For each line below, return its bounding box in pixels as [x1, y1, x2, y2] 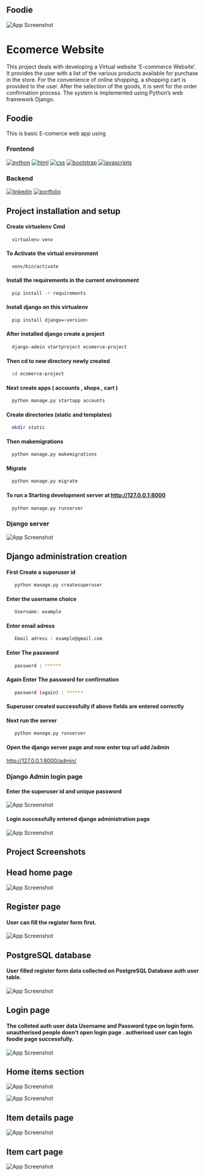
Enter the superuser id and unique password [6, 787, 122, 795]
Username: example [14, 609, 62, 615]
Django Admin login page [6, 773, 83, 781]
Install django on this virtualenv [6, 304, 89, 311]
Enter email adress [6, 622, 55, 629]
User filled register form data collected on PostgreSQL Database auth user [6, 967, 199, 974]
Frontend [6, 145, 34, 153]
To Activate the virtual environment [6, 250, 99, 257]
